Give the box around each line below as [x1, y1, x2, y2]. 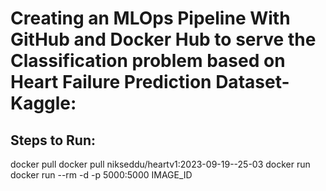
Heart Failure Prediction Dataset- [10, 71, 290, 94]
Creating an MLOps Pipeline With [10, 7, 291, 30]
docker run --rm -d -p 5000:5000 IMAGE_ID [10, 169, 193, 181]
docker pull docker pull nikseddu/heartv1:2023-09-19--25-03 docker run [10, 158, 311, 170]
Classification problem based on [10, 50, 286, 72]
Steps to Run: [10, 132, 97, 149]
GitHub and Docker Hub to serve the [10, 28, 317, 51]
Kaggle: [10, 92, 77, 115]
